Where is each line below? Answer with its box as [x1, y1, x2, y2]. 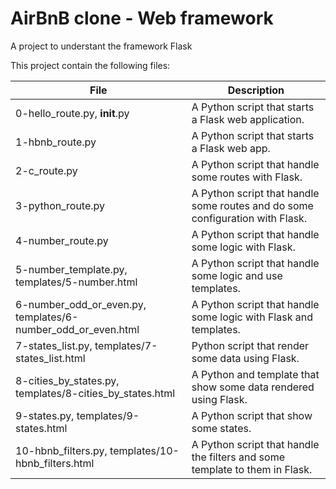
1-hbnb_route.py [15, 135, 97, 149]
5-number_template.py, [15, 262, 128, 276]
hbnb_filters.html [15, 456, 95, 470]
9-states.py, [15, 408, 75, 422]
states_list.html [15, 351, 86, 365]
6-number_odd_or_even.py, [15, 297, 147, 311]
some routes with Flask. [191, 170, 303, 184]
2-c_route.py [15, 163, 78, 177]
